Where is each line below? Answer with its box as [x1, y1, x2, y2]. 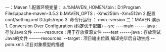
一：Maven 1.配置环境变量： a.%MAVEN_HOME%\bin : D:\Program [5, 4, 141, 10]
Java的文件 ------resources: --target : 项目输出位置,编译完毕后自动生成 [5, 35, 150, 41]
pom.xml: [5, 42, 24, 47]
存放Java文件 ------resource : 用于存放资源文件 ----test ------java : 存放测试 [5, 29, 161, 35]
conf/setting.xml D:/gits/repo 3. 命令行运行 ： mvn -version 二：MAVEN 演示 [5, 17, 161, 22]
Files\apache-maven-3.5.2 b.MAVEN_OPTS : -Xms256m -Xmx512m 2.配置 [5, 10, 156, 16]
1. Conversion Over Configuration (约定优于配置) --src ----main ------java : [5, 23, 158, 29]
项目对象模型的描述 [25, 42, 64, 47]
